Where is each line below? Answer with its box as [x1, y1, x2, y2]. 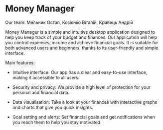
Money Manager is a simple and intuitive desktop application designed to [5, 29, 156, 35]
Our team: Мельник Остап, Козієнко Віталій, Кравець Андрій [5, 19, 133, 25]
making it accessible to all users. [12, 74, 80, 80]
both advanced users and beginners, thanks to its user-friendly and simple [5, 45, 159, 51]
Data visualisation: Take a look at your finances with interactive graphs [12, 99, 158, 105]
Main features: [5, 60, 35, 65]
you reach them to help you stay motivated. [12, 119, 102, 125]
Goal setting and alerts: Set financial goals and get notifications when [12, 114, 156, 120]
